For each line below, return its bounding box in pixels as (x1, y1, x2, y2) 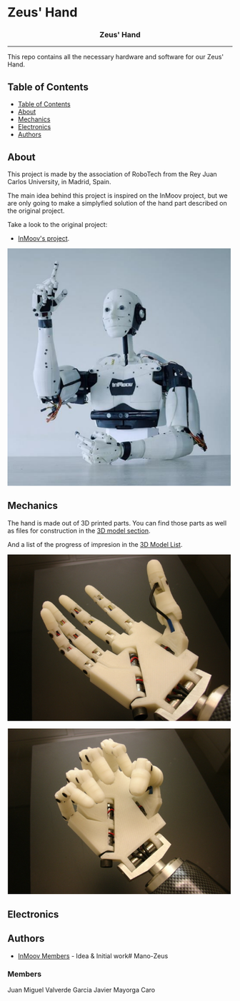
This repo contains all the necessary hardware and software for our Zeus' (7, 53, 224, 61)
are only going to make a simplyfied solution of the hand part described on (7, 199, 227, 208)
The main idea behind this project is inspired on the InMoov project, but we (7, 191, 228, 200)
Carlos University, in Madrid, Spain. (7, 178, 111, 186)
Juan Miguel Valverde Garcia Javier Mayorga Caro (7, 985, 156, 994)
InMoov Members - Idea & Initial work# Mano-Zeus (17, 951, 169, 960)
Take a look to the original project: (7, 221, 108, 229)
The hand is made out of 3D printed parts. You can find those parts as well (7, 518, 227, 527)
